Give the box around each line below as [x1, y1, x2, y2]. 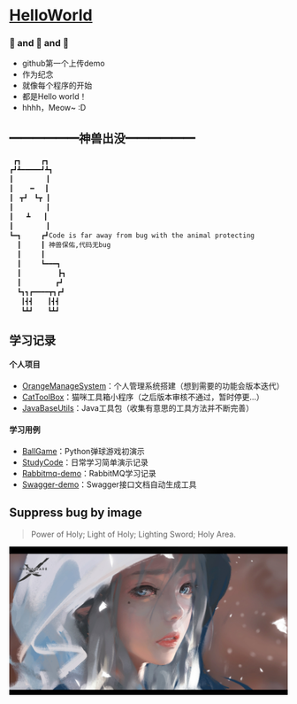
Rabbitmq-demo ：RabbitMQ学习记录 [21, 468, 156, 479]
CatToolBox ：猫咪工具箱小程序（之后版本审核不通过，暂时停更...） [21, 391, 265, 402]
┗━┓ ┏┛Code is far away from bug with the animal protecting [9, 231, 255, 240]
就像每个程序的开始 [21, 81, 93, 91]
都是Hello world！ [21, 91, 88, 102]
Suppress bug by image [9, 506, 143, 521]
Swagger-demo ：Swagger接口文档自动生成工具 [21, 479, 197, 490]
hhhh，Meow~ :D [21, 103, 87, 113]
